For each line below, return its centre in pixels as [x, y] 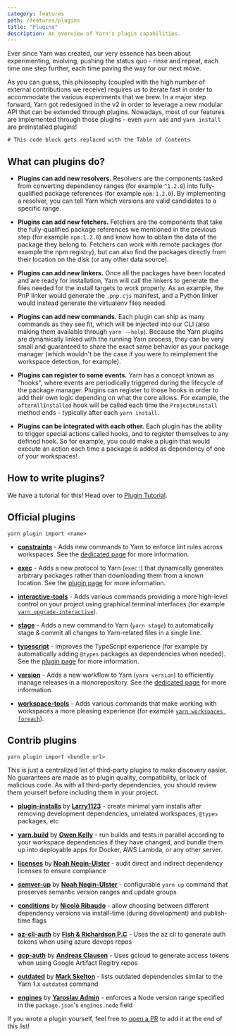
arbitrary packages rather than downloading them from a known [111, 575]
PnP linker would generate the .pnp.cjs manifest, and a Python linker [118, 296]
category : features [36, 14]
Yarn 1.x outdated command [58, 984]
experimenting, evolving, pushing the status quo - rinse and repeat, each [113, 61]
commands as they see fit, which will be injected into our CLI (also [113, 324]
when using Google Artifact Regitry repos [77, 963]
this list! [19, 1026]
